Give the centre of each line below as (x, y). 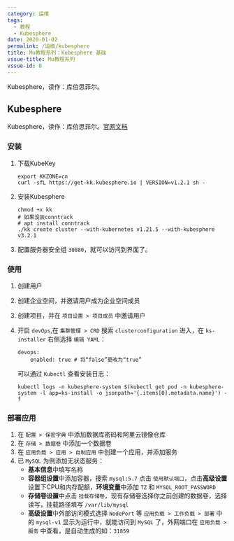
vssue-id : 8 (24, 66)
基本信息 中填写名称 (56, 470)
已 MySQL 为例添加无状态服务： (61, 461)
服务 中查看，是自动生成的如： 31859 (79, 531)
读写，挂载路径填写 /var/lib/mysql (78, 505)
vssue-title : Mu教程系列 (41, 59)
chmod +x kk (35, 210)
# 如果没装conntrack (45, 217)
